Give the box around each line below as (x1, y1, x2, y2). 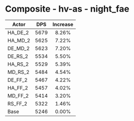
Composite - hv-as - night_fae (5, 3, 130, 15)
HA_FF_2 (7, 84, 28, 91)
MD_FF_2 (7, 92, 29, 99)
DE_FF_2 (7, 76, 28, 83)
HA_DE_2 (7, 29, 29, 36)
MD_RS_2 (7, 69, 30, 75)
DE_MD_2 (7, 45, 30, 52)
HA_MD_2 (7, 37, 30, 44)
